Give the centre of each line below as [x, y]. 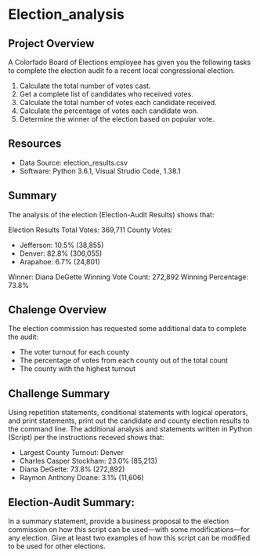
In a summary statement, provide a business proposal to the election [119, 521]
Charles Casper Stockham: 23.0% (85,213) [88, 461]
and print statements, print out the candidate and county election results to [129, 420]
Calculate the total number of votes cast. [85, 86]
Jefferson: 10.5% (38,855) [61, 245]
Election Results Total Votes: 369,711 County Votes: [90, 230]
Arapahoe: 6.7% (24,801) [60, 261]
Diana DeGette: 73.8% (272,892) [72, 469]
